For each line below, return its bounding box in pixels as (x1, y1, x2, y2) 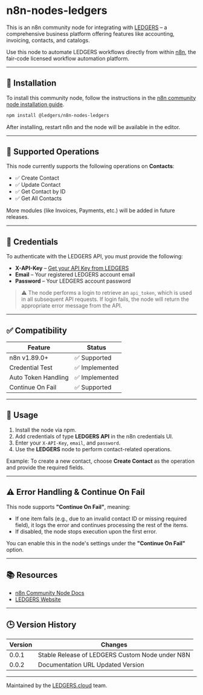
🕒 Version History (6, 619, 77, 630)
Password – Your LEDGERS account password (14, 277, 131, 285)
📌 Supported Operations (6, 147, 100, 157)
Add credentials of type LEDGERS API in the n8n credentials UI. (14, 432, 173, 440)
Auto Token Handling (9, 374, 69, 382)
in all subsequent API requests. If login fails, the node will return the (21, 295, 189, 303)
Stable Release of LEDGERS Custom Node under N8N (38, 651, 190, 659)
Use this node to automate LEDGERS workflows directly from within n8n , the (6, 48, 196, 55)
